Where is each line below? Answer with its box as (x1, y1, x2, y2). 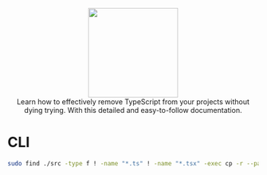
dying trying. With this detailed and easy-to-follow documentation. (24, 106, 242, 115)
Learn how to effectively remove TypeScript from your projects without (16, 97, 250, 107)
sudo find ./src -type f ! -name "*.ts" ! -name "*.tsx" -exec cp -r (7, 159, 244, 167)
